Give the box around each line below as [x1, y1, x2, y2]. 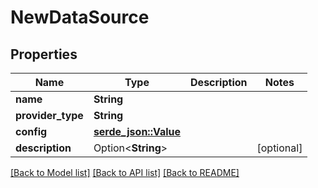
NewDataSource [10, 6, 150, 29]
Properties [10, 46, 78, 63]
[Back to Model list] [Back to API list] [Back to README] [10, 167, 240, 178]
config [15, 125, 48, 138]
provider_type [15, 109, 84, 122]
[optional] [256, 141, 303, 155]
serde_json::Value [93, 125, 182, 138]
